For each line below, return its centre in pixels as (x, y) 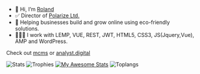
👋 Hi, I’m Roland (34, 9)
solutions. (27, 29)
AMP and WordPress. (41, 41)
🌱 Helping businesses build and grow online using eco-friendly (92, 22)
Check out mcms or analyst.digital (49, 53)
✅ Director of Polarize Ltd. (47, 16)
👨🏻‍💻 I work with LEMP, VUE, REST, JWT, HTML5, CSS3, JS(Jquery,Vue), (104, 35)
